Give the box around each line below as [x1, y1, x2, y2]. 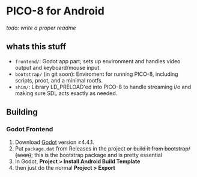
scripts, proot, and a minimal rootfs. [14, 76, 103, 84]
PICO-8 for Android [6, 4, 105, 18]
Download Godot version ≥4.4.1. [14, 138, 94, 146]
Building [6, 107, 38, 117]
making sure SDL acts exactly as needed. [14, 89, 118, 97]
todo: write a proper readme [6, 24, 76, 31]
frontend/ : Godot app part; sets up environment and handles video [14, 57, 181, 64]
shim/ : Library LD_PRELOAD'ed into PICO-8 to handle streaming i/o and [14, 83, 192, 90]
